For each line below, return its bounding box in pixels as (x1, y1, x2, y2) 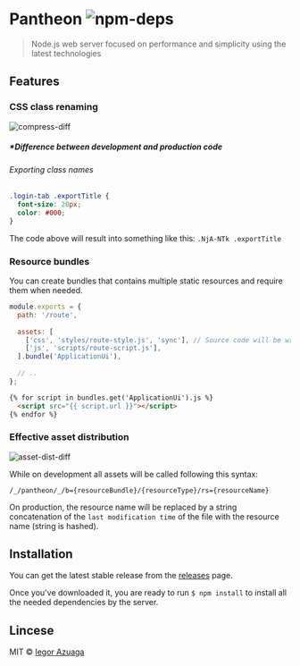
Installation (9, 546, 73, 562)
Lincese (9, 622, 54, 638)
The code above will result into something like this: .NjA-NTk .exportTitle (9, 232, 282, 243)
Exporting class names (9, 164, 94, 174)
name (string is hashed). (9, 520, 99, 531)
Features (9, 74, 60, 89)
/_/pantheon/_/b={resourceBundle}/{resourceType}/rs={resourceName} (9, 485, 270, 495)
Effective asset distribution (9, 431, 129, 443)
